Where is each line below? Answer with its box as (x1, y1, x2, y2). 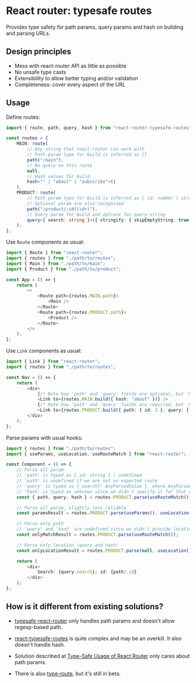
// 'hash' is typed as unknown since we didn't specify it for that (16, 489, 187, 494)
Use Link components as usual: (6, 347, 82, 354)
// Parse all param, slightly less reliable (16, 505, 127, 511)
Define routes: (6, 113, 40, 121)
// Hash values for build (27, 173, 90, 179)
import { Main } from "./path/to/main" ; (6, 261, 106, 267)
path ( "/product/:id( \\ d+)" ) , (27, 206, 98, 212)
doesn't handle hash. (14, 641, 65, 648)
